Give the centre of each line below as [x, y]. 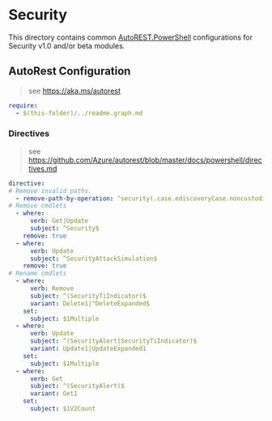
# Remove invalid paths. [50, 191]
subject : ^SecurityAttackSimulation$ [93, 259]
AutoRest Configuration [70, 72]
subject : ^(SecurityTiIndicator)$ [88, 296]
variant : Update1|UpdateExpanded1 [88, 349]
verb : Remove [52, 288]
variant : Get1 [54, 394]
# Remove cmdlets [38, 206]
